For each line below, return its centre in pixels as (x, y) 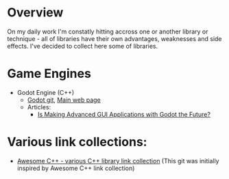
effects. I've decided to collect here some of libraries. (83, 46)
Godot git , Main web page (64, 100)
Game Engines (49, 74)
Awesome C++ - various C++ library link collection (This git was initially (118, 161)
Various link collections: (77, 142)
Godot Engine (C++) (46, 92)
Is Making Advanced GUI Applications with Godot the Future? (124, 114)
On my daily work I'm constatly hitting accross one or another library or (108, 31)
